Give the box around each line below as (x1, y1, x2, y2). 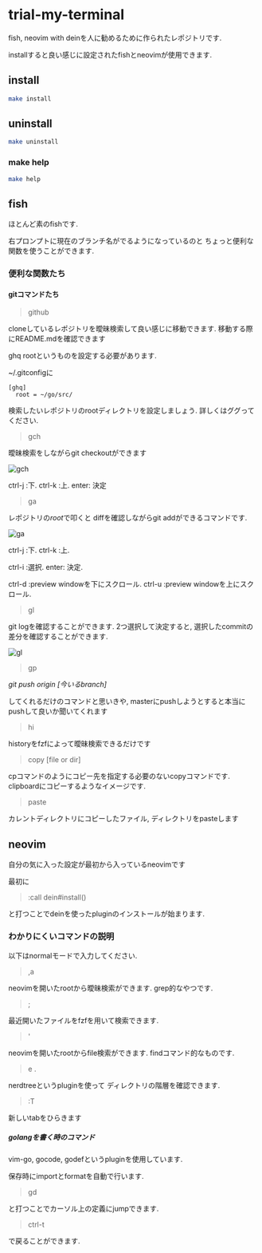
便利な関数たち (8, 268, 66, 279)
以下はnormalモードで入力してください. (8, 951, 138, 960)
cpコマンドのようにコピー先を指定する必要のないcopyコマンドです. (8, 772, 231, 781)
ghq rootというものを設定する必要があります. (8, 351, 157, 361)
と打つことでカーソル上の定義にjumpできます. (8, 1204, 159, 1213)
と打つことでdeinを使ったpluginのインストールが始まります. (8, 909, 205, 919)
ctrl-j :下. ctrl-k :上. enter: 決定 (8, 480, 108, 490)
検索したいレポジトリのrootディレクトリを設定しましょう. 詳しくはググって (8, 405, 255, 416)
